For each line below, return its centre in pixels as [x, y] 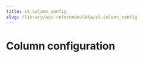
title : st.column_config [36, 11]
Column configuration [61, 46]
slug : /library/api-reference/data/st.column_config [72, 17]
